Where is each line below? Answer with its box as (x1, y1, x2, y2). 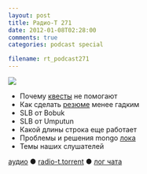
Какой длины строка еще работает (19, 125, 138, 134)
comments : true (8, 33, 58, 42)
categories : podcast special (8, 41, 104, 49)
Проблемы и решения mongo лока (19, 133, 136, 143)
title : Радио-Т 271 (8, 19, 72, 27)
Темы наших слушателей (19, 142, 105, 150)
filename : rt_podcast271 (8, 55, 90, 63)
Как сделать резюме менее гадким (19, 100, 140, 109)
